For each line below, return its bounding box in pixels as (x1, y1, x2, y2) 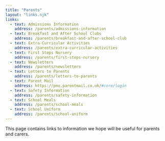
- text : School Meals (10, 97, 56, 102)
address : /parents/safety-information (14, 93, 97, 98)
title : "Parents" (5, 7, 42, 13)
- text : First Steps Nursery (10, 50, 72, 55)
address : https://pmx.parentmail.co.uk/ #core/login (14, 83, 127, 88)
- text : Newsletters (10, 60, 54, 65)
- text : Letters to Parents (10, 69, 70, 74)
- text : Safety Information (10, 88, 70, 93)
